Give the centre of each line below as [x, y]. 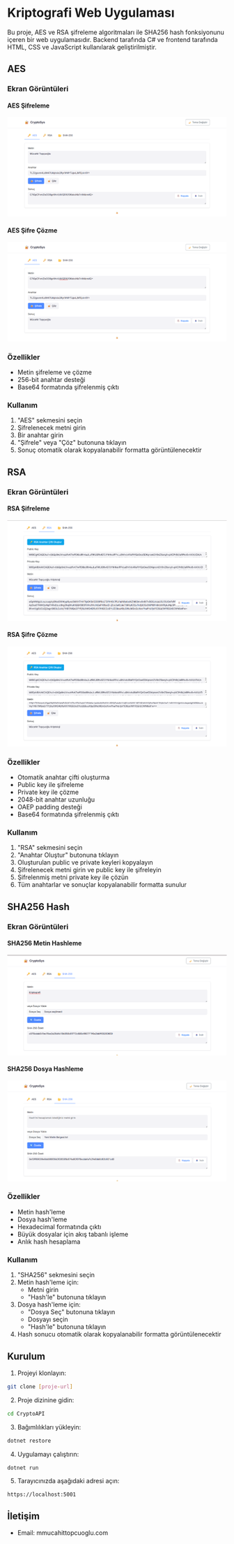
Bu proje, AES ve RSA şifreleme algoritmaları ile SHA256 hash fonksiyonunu [116, 32]
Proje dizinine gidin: [46, 1400]
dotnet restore [29, 1441]
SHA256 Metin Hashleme [45, 943]
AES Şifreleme [29, 105]
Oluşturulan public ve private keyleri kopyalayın [85, 862]
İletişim [24, 1516]
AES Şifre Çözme [32, 230]
